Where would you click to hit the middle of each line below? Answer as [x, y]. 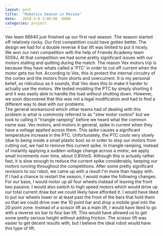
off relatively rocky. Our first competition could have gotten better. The [76, 42]
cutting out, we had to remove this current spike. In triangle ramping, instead [82, 145]
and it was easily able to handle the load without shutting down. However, [79, 94]
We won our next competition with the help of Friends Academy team [74, 53]
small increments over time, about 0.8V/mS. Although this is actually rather [80, 156]
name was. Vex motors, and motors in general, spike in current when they [79, 125]
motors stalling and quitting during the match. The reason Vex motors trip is [81, 63]
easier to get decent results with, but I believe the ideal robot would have [78, 223]
